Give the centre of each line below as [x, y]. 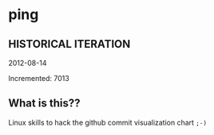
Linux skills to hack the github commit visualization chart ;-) [108, 122]
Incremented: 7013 [39, 78]
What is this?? [44, 104]
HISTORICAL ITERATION [69, 44]
